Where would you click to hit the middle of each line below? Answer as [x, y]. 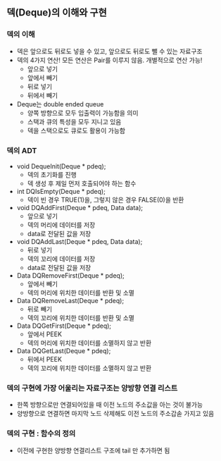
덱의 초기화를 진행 [52, 174]
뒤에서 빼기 [42, 95]
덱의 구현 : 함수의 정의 [41, 434]
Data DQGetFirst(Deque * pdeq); [64, 326]
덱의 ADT [22, 150]
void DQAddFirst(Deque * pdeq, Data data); [80, 207]
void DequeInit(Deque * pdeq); [61, 166]
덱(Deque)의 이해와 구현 [57, 13]
